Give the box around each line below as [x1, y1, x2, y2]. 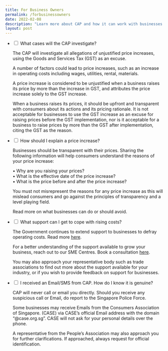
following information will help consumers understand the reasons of [12, 153, 155, 159]
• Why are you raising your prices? [12, 168, 85, 174]
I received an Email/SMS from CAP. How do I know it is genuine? [20, 280, 153, 286]
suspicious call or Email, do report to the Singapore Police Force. [12, 295, 146, 301]
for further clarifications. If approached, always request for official [12, 336, 149, 342]
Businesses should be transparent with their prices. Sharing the [12, 148, 144, 154]
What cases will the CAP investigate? [20, 41, 97, 47]
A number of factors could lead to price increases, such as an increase [12, 65, 159, 71]
